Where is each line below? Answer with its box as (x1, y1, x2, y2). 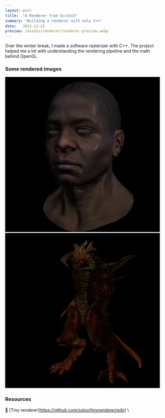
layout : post (5, 8, 32, 13)
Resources (5, 396, 31, 403)
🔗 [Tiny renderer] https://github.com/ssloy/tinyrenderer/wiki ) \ (5, 407, 129, 413)
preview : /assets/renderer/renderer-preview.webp (5, 29, 109, 34)
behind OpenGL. (5, 53, 38, 59)
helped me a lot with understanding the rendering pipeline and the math (5, 48, 150, 54)
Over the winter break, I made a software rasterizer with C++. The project (5, 43, 154, 49)
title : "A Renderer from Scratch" (5, 13, 78, 18)
